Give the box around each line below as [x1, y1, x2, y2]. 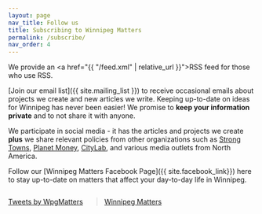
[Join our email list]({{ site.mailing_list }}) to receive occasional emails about [8, 86, 254, 95]
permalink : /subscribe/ [8, 33, 86, 42]
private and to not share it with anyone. [8, 111, 136, 120]
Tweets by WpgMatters [8, 197, 84, 207]
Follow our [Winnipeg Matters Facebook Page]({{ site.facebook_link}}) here [8, 167, 253, 176]
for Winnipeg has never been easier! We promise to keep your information [8, 103, 250, 113]
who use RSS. [8, 71, 53, 80]
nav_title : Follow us [8, 19, 79, 27]
